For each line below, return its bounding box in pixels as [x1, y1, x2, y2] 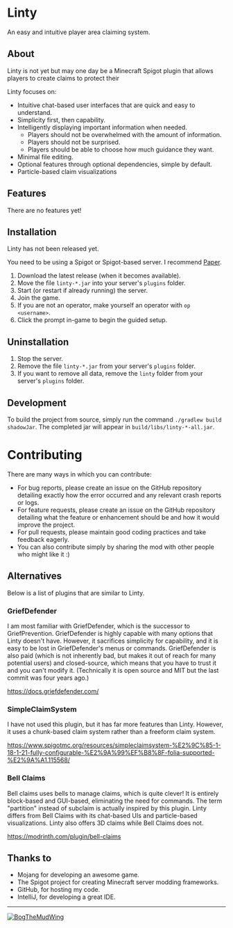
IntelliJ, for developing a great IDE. [17, 893, 116, 902]
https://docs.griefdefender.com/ [7, 687, 99, 696]
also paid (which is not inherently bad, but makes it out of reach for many [7, 652, 216, 660]
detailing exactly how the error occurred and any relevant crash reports [17, 490, 222, 499]
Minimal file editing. [17, 152, 74, 161]
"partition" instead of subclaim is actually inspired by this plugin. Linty [7, 803, 207, 812]
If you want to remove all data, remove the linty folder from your [17, 369, 203, 378]
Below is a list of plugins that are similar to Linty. [7, 589, 145, 597]
